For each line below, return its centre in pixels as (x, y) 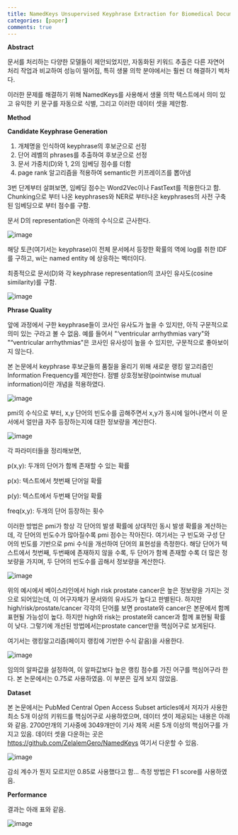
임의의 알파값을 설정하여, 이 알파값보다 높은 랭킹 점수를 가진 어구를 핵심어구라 (114, 670)
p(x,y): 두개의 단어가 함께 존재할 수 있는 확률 (69, 466)
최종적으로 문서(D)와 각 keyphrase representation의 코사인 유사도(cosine (110, 273)
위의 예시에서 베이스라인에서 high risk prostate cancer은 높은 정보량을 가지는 (115, 590)
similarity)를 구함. (32, 282)
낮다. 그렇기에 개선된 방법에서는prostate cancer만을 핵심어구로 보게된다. (115, 626)
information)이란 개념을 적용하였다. (56, 385)
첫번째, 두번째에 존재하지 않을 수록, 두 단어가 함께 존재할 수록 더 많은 (126, 553)
